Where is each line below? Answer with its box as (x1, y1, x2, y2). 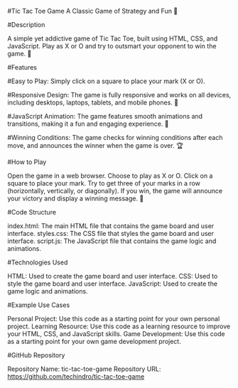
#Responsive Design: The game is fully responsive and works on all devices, (7, 91, 232, 99)
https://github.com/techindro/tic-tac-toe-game (7, 372, 145, 380)
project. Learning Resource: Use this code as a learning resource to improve (7, 322, 231, 330)
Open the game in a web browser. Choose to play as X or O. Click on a (7, 171, 213, 180)
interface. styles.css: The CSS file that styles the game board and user (7, 230, 215, 237)
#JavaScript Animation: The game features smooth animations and (7, 112, 203, 120)
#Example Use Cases (7, 301, 70, 309)
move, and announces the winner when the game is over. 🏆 (7, 141, 183, 149)
